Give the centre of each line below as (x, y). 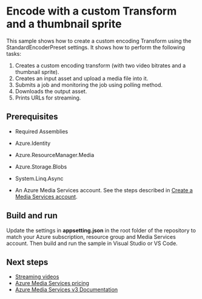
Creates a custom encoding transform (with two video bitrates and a (100, 66)
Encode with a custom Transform (92, 11)
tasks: (14, 53)
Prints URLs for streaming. (48, 98)
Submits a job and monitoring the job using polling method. (89, 85)
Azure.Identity (33, 143)
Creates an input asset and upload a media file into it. (82, 78)
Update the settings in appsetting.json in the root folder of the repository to (101, 230)
